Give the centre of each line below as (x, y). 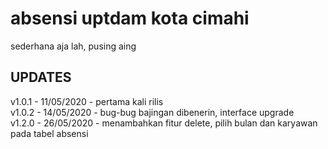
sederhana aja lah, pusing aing (73, 46)
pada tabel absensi (49, 133)
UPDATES (41, 77)
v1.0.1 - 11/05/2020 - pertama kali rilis (87, 101)
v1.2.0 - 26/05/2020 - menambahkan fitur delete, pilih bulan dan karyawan (164, 123)
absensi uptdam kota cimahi (130, 18)
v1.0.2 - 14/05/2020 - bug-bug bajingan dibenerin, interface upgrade (152, 112)
